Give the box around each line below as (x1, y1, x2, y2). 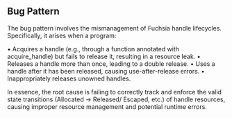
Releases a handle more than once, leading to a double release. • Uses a (7, 59, 215, 68)
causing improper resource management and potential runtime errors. (7, 102, 207, 110)
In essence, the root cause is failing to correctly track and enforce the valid (7, 87, 222, 96)
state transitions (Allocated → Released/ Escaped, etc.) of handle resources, (7, 95, 226, 103)
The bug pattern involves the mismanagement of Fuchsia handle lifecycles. (7, 24, 222, 32)
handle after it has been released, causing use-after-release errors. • (7, 67, 205, 75)
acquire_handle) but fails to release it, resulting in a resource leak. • (7, 52, 201, 60)
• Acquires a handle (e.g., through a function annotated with (7, 44, 179, 53)
